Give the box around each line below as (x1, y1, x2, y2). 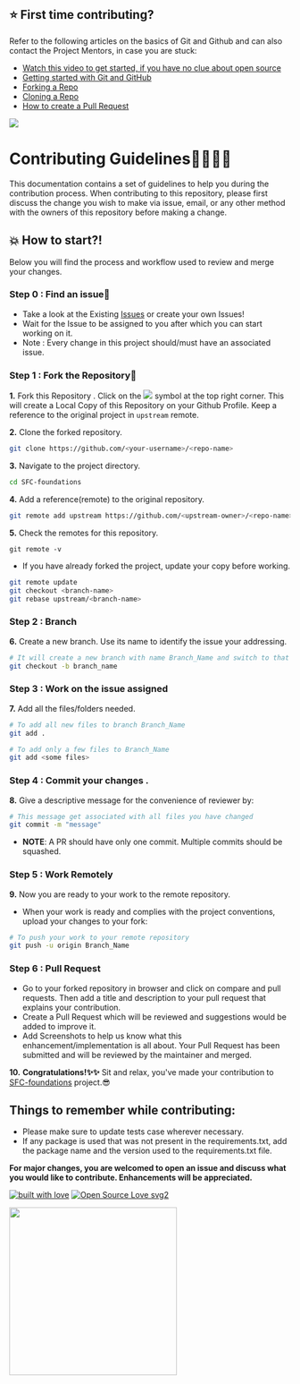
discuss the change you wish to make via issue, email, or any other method (9, 197, 286, 208)
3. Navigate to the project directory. (9, 460, 141, 472)
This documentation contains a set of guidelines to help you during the (9, 178, 270, 189)
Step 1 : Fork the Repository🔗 (9, 369, 137, 381)
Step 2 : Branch (9, 616, 78, 628)
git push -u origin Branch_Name (9, 941, 129, 951)
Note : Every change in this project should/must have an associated (21, 337, 271, 347)
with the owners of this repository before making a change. (9, 207, 228, 218)
